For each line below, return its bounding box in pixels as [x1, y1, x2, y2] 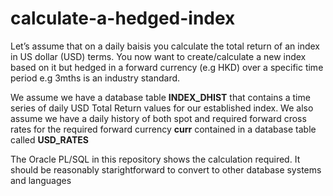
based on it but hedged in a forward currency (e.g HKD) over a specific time [10, 61, 324, 73]
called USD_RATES [10, 133, 89, 146]
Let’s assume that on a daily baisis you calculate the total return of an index [10, 40, 321, 52]
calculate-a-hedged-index [10, 7, 236, 30]
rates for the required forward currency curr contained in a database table [10, 123, 317, 135]
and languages [10, 174, 72, 186]
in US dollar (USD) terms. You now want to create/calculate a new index [10, 50, 307, 62]
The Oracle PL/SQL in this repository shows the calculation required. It [10, 153, 301, 165]
